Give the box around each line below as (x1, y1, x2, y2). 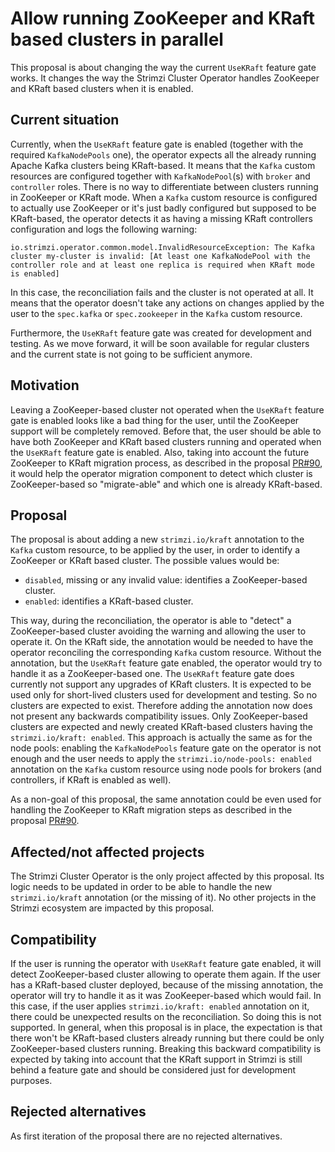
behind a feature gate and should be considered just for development (10, 1064, 297, 1076)
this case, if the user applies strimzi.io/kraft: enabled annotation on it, (10, 1000, 310, 1012)
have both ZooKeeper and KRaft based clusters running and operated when (10, 435, 322, 447)
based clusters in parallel (10, 28, 224, 51)
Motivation (10, 377, 80, 394)
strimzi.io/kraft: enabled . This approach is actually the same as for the (10, 732, 313, 744)
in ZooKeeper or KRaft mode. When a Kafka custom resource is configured (10, 191, 318, 203)
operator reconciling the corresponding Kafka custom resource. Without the (10, 647, 322, 659)
